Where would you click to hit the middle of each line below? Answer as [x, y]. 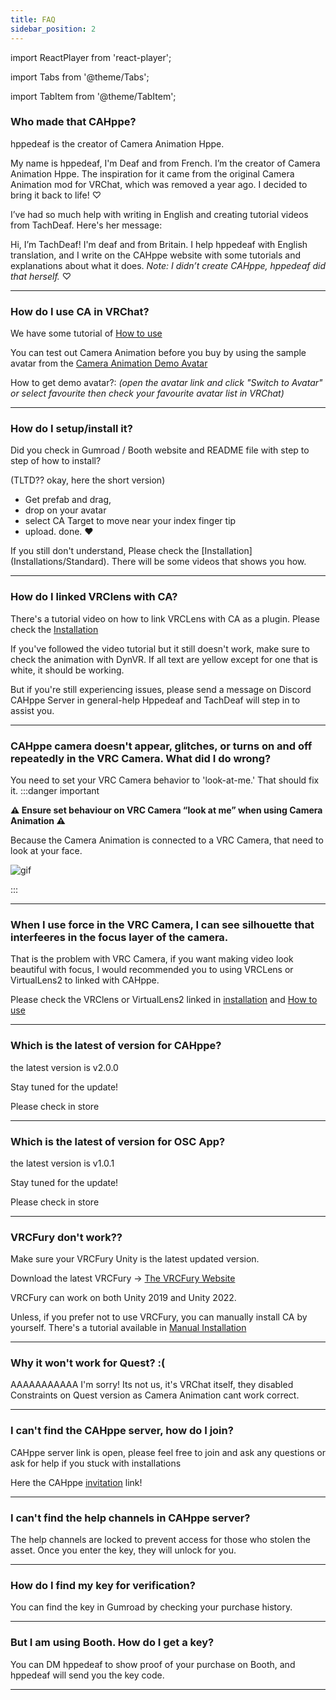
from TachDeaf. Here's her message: [86, 225]
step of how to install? [56, 461]
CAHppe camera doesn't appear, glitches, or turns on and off [161, 746]
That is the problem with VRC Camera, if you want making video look [152, 959]
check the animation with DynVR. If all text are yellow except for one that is [164, 659]
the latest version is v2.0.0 [64, 1067]
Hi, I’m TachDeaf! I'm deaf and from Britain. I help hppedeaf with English [159, 244]
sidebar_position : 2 [53, 29]
